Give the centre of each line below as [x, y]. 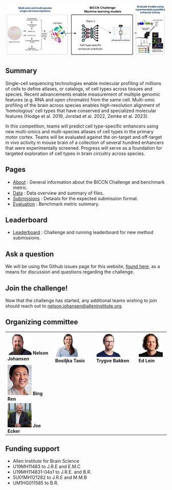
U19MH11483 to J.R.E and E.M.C [47, 467]
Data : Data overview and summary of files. [58, 193]
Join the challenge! [37, 288]
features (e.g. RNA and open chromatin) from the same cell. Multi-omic [80, 99]
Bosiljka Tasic [70, 360]
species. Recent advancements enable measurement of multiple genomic [83, 94]
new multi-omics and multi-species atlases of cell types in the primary [79, 131]
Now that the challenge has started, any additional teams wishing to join [81, 300]
